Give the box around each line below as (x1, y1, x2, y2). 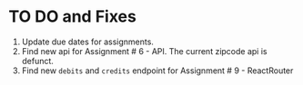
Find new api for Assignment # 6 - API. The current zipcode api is (21, 45, 268, 56)
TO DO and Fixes (8, 6, 137, 27)
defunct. (21, 55, 54, 66)
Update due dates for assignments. (21, 36, 154, 47)
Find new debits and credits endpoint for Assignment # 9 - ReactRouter (21, 65, 294, 76)
